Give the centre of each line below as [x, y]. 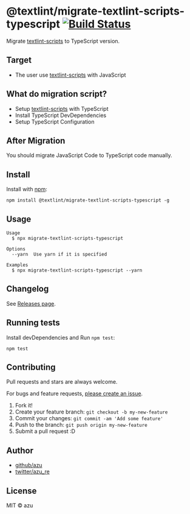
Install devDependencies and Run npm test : [61, 337]
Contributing [31, 368]
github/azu [29, 465]
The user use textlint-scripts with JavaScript [70, 75]
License [22, 491]
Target [19, 60]
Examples [17, 265]
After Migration [36, 140]
